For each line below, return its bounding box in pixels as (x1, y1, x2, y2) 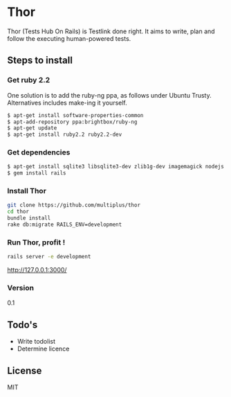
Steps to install (7, 55, 73, 67)
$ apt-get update (7, 125, 57, 132)
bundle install (7, 215, 51, 222)
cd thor (7, 209, 30, 215)
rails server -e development (7, 254, 91, 261)
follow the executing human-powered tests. (7, 34, 131, 42)
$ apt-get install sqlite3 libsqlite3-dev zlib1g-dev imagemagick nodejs (7, 164, 225, 170)
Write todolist (17, 337, 56, 346)
